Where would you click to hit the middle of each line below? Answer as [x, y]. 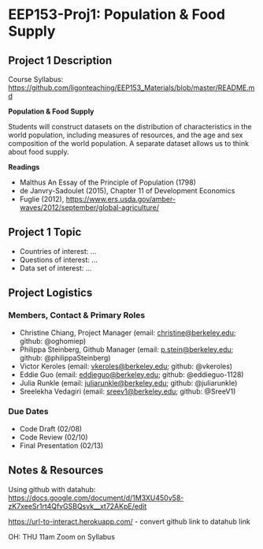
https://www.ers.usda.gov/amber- [120, 199]
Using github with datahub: [52, 489]
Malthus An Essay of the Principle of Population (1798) [108, 182]
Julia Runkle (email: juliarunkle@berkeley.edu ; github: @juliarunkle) [128, 383]
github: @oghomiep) [53, 341]
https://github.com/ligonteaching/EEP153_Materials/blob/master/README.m [131, 88]
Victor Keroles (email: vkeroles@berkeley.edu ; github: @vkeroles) [126, 366]
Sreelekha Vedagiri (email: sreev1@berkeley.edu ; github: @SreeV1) [128, 391]
